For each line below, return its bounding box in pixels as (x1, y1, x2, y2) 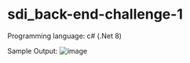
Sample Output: (7, 46, 58, 55)
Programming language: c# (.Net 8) (7, 31, 122, 40)
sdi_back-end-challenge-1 (7, 5, 184, 23)
